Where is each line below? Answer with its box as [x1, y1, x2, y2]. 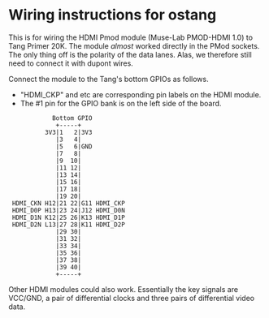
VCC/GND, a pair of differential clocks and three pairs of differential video [8, 293, 254, 303]
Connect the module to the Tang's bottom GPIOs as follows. [8, 74, 209, 84]
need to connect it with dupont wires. [8, 58, 134, 68]
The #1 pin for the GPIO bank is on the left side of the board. [20, 98, 222, 108]
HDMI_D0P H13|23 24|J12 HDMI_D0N [11, 206, 126, 214]
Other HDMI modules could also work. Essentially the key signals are [8, 284, 238, 294]
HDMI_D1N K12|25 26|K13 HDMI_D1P [11, 213, 126, 221]
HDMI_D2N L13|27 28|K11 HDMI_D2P [11, 221, 126, 229]
